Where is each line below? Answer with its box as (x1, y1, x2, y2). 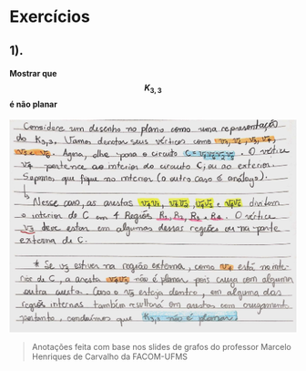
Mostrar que (9, 68, 57, 79)
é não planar (9, 98, 57, 109)
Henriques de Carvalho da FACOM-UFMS (31, 351, 189, 362)
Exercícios (9, 6, 91, 27)
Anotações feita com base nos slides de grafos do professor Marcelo (31, 342, 291, 353)
